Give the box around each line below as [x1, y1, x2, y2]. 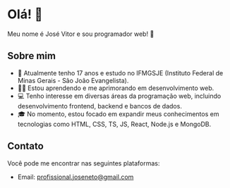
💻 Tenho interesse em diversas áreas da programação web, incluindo [17, 92, 222, 100]
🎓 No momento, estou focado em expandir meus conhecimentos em [17, 109, 219, 118]
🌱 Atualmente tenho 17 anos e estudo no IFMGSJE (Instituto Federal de [17, 68, 224, 77]
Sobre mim [7, 50, 56, 62]
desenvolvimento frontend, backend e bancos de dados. [17, 101, 182, 110]
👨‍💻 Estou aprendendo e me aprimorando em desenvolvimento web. [17, 84, 214, 92]
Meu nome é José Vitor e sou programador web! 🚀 [7, 30, 155, 38]
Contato [7, 140, 44, 152]
